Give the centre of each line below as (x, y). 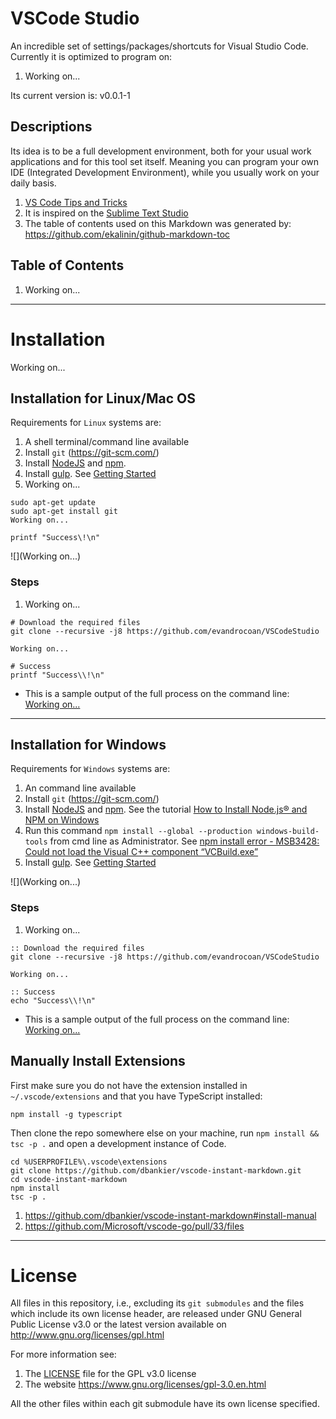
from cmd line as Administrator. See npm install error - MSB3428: (184, 841)
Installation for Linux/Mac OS (103, 398)
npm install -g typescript (66, 1114)
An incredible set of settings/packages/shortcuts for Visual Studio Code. (159, 46)
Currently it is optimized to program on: (91, 56)
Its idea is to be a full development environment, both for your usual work (161, 151)
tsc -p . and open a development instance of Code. (118, 1143)
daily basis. (33, 183)
